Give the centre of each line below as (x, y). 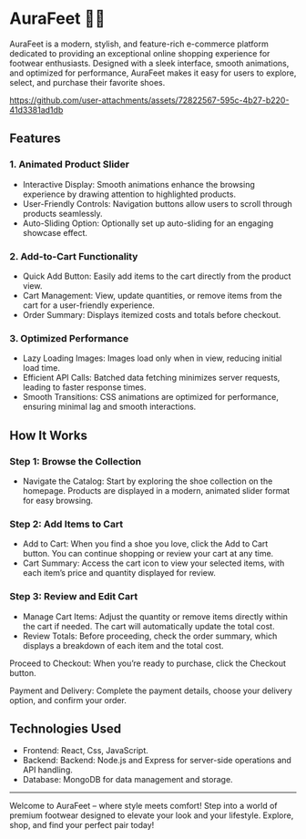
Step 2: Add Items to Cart (66, 524)
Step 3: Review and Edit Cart (74, 597)
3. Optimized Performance (69, 338)
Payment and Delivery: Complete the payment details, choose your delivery (151, 691)
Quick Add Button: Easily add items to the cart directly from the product (157, 276)
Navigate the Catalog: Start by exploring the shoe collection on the (148, 481)
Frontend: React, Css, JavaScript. (85, 751)
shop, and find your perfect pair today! (82, 825)
